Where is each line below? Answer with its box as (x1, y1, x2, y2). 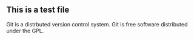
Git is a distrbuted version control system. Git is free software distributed (6, 20, 188, 28)
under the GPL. (6, 27, 44, 34)
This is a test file (6, 5, 70, 15)
